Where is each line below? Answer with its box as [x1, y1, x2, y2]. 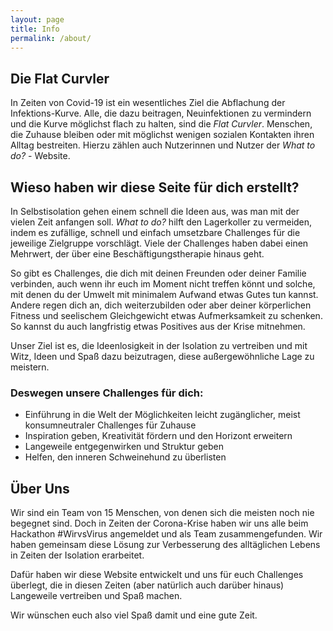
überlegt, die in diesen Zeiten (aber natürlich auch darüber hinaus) [10, 579, 285, 591]
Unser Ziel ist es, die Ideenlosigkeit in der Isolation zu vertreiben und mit [10, 340, 308, 351]
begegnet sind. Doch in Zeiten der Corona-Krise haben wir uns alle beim [10, 517, 309, 530]
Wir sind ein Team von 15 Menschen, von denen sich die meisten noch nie [10, 507, 315, 519]
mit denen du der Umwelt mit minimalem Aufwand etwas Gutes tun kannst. [10, 289, 319, 300]
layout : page [10, 14, 65, 25]
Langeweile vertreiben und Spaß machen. [10, 590, 183, 602]
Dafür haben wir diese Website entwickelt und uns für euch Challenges [10, 569, 304, 581]
